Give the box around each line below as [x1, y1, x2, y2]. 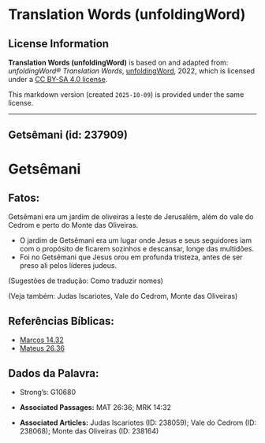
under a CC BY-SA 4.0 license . [8, 75, 108, 84]
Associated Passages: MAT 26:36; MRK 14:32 [19, 403, 172, 412]
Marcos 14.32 [19, 335, 65, 344]
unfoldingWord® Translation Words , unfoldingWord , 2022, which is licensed [8, 66, 255, 76]
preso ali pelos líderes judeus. [19, 261, 117, 270]
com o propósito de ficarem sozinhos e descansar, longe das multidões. [19, 244, 255, 254]
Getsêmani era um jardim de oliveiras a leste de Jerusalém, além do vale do [8, 212, 254, 221]
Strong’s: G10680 [19, 388, 77, 397]
